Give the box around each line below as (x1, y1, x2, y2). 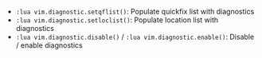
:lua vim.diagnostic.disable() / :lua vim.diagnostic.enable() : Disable (15, 32, 255, 41)
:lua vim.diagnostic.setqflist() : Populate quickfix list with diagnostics (15, 7, 255, 16)
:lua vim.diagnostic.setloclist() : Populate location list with (15, 15, 219, 25)
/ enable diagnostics (15, 41, 83, 50)
